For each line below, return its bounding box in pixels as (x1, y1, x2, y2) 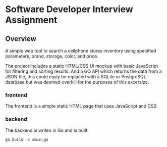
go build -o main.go (5, 137, 49, 142)
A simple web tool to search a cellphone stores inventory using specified (5, 48, 156, 54)
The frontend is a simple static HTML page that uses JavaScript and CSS (5, 103, 157, 109)
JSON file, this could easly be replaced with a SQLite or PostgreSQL (5, 74, 146, 79)
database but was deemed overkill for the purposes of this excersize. (5, 79, 149, 85)
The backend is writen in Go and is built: (5, 127, 89, 133)
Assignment (5, 14, 58, 26)
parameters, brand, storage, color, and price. (5, 53, 98, 59)
